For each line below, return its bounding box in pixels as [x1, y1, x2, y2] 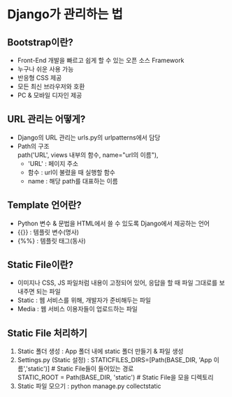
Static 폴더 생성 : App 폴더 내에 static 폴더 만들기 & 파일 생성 [17, 347, 184, 356]
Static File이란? [7, 259, 74, 271]
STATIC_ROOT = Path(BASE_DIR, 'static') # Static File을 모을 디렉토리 [17, 373, 214, 382]
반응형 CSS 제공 [17, 74, 62, 82]
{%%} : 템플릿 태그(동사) [17, 237, 86, 245]
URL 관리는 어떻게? [7, 113, 86, 126]
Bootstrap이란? [7, 36, 73, 48]
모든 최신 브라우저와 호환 [17, 82, 85, 91]
